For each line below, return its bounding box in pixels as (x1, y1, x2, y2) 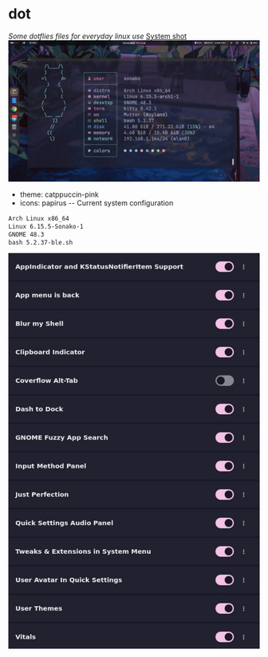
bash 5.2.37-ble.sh (8, 239, 73, 247)
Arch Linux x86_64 (8, 215, 69, 223)
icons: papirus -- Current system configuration (19, 198, 174, 208)
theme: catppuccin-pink (19, 189, 100, 200)
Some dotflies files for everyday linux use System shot (8, 31, 187, 41)
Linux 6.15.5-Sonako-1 (8, 223, 84, 231)
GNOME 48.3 (8, 231, 45, 239)
